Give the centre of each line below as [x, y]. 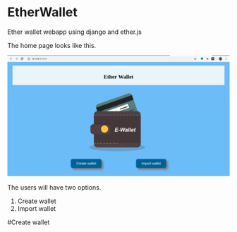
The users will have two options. [54, 187]
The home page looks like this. [52, 45]
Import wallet [37, 208]
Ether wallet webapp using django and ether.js [75, 32]
